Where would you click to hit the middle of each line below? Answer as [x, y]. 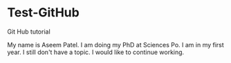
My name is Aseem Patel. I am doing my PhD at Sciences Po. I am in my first [116, 45]
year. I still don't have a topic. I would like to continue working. [96, 52]
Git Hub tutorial [29, 32]
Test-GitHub [43, 13]
